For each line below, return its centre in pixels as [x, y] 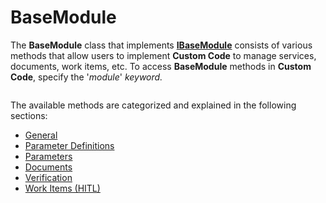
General [41, 135]
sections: [29, 115]
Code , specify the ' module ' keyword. [86, 77]
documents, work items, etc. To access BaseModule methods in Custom [161, 66]
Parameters [48, 156]
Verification [48, 177]
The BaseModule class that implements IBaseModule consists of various [161, 45]
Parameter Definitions [69, 145]
